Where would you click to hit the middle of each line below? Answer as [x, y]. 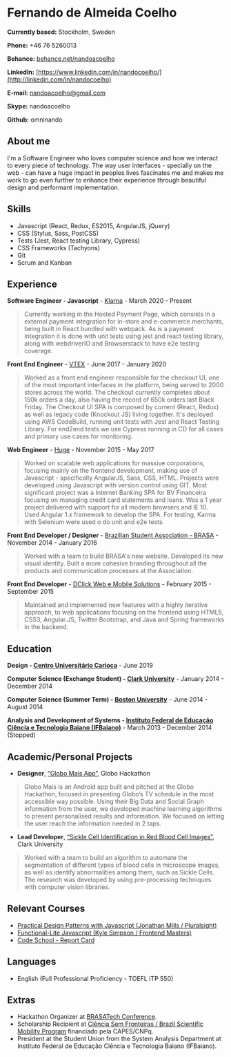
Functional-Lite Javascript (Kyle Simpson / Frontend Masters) [104, 933]
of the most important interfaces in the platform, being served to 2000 [124, 385]
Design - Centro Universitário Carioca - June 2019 [80, 666]
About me [29, 141]
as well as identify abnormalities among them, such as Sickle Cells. [119, 872]
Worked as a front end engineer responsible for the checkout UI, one [122, 377]
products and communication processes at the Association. [109, 571]
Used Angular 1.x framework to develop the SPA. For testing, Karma [120, 515]
